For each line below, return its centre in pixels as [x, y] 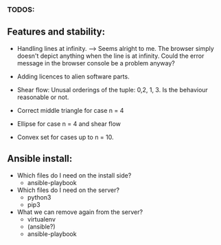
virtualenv [42, 219]
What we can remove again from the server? [80, 212]
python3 [39, 197]
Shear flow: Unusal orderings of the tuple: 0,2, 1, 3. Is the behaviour [112, 89]
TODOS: [21, 10]
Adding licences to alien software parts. [73, 76]
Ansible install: [40, 159]
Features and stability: [56, 32]
